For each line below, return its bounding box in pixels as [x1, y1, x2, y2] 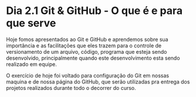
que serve [6, 16, 56, 30]
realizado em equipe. [6, 60, 58, 68]
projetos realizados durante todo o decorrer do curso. [6, 84, 136, 91]
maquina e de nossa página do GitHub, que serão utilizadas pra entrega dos [6, 78, 190, 85]
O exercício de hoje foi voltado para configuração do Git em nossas [6, 72, 169, 79]
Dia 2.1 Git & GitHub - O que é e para [6, 4, 183, 18]
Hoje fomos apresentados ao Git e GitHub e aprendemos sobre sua [6, 36, 168, 43]
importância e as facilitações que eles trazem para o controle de [6, 42, 162, 49]
